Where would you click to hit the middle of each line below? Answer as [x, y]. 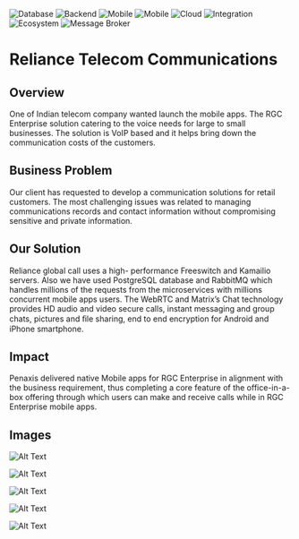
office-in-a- [268, 388]
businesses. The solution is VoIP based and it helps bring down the [133, 133]
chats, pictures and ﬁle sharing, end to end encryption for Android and [139, 319]
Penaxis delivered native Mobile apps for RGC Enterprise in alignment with [146, 378]
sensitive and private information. [71, 220]
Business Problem [61, 171]
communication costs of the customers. [83, 142]
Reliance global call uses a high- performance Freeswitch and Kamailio [140, 270]
